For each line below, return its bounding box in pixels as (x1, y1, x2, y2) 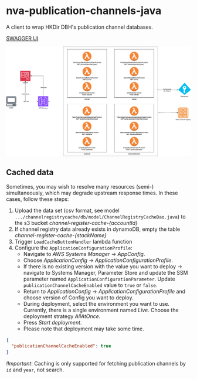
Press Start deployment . (23, 319, 82, 326)
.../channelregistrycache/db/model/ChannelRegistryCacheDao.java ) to (14, 213, 186, 220)
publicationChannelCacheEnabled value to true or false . (23, 281, 158, 288)
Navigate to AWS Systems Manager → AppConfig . (23, 250, 145, 257)
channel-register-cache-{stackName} (14, 231, 107, 238)
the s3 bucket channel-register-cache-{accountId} (14, 219, 138, 226)
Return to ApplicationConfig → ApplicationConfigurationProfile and (23, 288, 186, 295)
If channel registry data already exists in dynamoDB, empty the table (14, 226, 181, 233)
